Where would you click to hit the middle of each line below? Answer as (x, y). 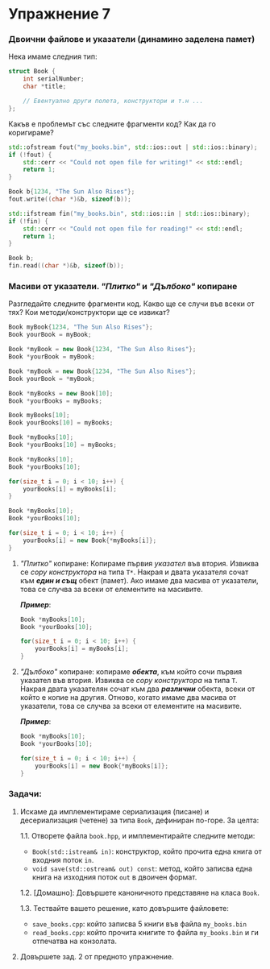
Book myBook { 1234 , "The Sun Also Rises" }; (81, 327)
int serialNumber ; (54, 79)
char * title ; (45, 87)
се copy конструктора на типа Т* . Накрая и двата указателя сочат (134, 572)
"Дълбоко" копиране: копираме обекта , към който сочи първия (131, 672)
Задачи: (25, 794)
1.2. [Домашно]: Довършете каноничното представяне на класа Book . (139, 892)
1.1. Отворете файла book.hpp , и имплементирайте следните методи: (137, 835)
